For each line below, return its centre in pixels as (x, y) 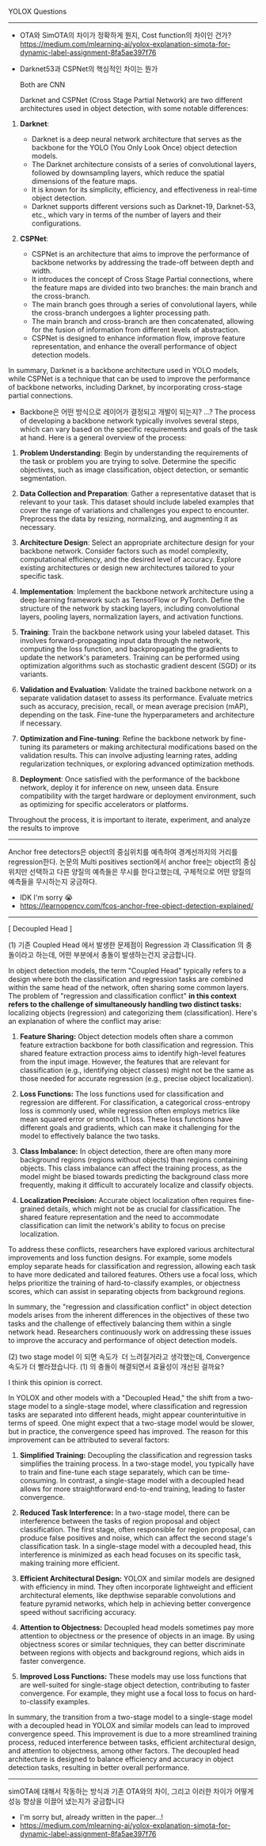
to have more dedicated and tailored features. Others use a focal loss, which (133, 1275)
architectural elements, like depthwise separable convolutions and (127, 1595)
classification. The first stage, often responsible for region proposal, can (137, 1529)
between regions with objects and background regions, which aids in (132, 1653)
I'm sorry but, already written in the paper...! (91, 1817)
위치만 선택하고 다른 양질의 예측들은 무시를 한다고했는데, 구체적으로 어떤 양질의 (130, 872)
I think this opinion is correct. (55, 1382)
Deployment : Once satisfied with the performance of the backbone (129, 779)
